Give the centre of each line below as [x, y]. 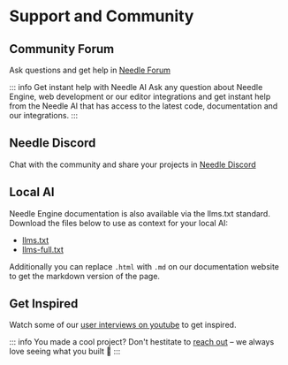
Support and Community [102, 16]
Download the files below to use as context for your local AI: [118, 223]
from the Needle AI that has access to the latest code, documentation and [144, 106]
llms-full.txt [43, 249]
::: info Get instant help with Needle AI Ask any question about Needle [136, 87]
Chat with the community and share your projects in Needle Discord [133, 164]
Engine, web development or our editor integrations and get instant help [140, 96]
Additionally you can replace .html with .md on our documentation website [144, 266]
